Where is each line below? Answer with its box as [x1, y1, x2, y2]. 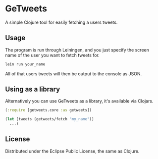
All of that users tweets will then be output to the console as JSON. [5, 70, 142, 77]
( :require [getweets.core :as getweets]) [5, 107, 92, 113]
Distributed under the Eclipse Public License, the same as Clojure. [5, 148, 140, 154]
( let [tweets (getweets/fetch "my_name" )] [5, 117, 94, 122]
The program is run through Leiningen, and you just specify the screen [5, 47, 150, 53]
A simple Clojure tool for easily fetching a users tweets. [5, 19, 118, 25]
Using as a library [5, 85, 60, 94]
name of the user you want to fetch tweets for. [5, 52, 100, 58]
